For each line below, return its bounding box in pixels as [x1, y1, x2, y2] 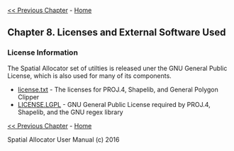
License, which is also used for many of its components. [7, 71, 172, 80]
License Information [7, 47, 78, 57]
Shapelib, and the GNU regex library [17, 108, 123, 116]
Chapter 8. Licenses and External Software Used [7, 26, 226, 38]
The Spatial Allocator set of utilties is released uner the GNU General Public [7, 64, 228, 72]
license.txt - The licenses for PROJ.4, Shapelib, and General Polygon [17, 85, 218, 94]
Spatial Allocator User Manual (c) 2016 [7, 135, 120, 144]
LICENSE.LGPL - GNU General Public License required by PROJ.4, [17, 100, 211, 108]
